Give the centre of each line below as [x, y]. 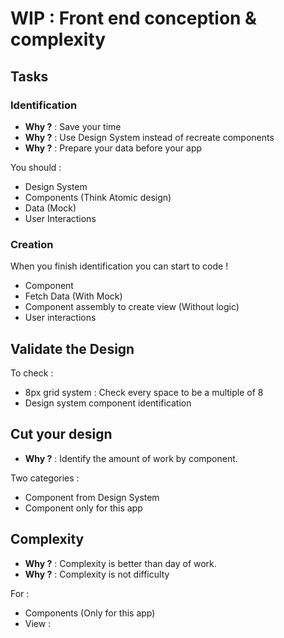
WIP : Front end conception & [133, 18]
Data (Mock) [50, 208]
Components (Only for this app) [90, 613]
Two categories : [45, 478]
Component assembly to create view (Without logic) [132, 307]
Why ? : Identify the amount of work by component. [131, 458]
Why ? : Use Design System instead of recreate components [149, 137]
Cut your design [61, 434]
